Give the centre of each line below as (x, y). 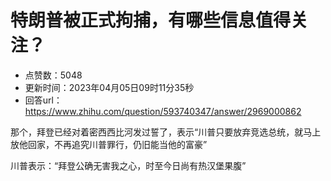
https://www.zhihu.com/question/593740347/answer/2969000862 (163, 111)
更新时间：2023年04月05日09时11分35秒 (109, 87)
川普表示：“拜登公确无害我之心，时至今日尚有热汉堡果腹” (128, 165)
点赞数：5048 (53, 75)
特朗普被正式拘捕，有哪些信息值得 (151, 20)
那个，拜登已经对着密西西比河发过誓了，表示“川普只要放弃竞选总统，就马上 (166, 132)
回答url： (43, 100)
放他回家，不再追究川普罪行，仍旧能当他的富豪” (109, 144)
